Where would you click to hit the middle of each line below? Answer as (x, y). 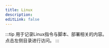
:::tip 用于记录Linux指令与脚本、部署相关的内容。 (56, 34)
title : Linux (19, 10)
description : (19, 15)
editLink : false (22, 19)
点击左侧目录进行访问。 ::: (32, 40)
